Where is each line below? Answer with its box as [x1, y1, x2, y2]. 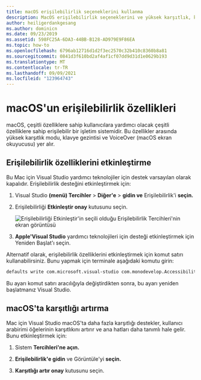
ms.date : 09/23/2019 [6, 31, 58, 37]
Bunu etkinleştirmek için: [6, 332, 67, 339]
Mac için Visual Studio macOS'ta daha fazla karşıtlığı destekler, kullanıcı [6, 319, 183, 327]
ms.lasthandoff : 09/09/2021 [6, 70, 77, 76]
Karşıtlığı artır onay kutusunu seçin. [14, 367, 105, 374]
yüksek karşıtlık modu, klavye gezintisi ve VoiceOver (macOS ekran [6, 134, 172, 141]
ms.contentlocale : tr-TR [6, 64, 68, 71]
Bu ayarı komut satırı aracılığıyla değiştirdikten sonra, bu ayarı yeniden [6, 279, 179, 286]
